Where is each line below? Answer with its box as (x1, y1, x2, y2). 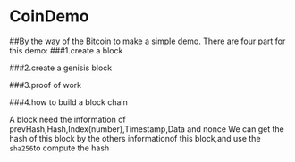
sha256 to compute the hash (9, 142, 110, 153)
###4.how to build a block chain (9, 96, 128, 108)
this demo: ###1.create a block (9, 45, 123, 55)
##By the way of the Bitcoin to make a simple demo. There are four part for (9, 36, 286, 46)
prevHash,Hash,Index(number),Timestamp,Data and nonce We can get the (9, 123, 284, 134)
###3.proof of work (9, 79, 82, 90)
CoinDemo (9, 6, 89, 27)
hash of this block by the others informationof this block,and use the (9, 133, 261, 143)
